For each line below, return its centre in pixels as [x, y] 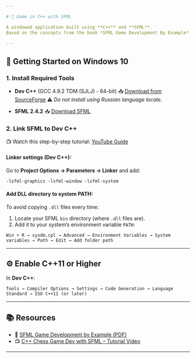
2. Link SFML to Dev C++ [42, 128]
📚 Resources [31, 317]
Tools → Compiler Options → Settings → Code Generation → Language [90, 288]
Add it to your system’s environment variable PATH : [75, 224]
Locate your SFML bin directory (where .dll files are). [80, 218]
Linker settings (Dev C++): [39, 157]
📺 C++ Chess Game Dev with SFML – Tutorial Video [77, 341]
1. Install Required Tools [40, 78]
